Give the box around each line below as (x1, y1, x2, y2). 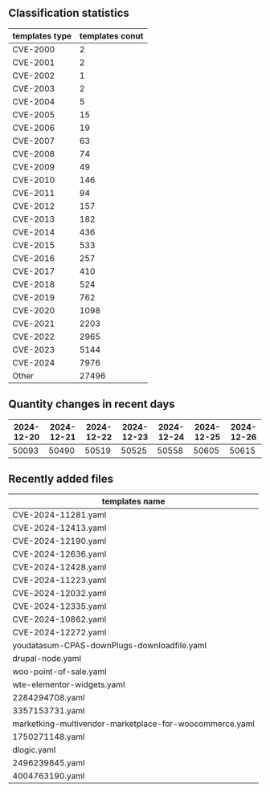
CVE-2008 (12, 148, 55, 159)
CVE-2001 (12, 56, 55, 67)
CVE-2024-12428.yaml (12, 561, 107, 573)
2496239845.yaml (12, 757, 85, 769)
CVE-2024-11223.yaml (12, 574, 107, 586)
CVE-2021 (12, 317, 55, 329)
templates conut (79, 30, 144, 41)
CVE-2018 (12, 279, 55, 290)
